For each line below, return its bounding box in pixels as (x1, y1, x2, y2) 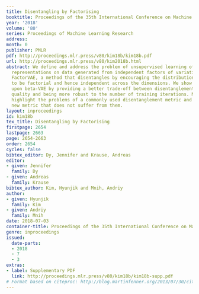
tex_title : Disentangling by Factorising (6, 119, 110, 125)
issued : (6, 235, 25, 241)
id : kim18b (6, 113, 33, 119)
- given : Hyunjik (6, 196, 49, 202)
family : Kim (11, 202, 41, 207)
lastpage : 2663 (6, 130, 44, 136)
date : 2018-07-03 (6, 218, 49, 224)
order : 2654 (6, 140, 36, 147)
